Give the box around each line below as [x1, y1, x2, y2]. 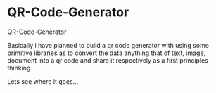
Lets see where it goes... [7, 77, 79, 85]
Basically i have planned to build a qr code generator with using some [7, 41, 210, 49]
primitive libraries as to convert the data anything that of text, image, [7, 49, 206, 57]
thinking [7, 63, 31, 72]
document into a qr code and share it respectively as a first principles [7, 56, 209, 64]
